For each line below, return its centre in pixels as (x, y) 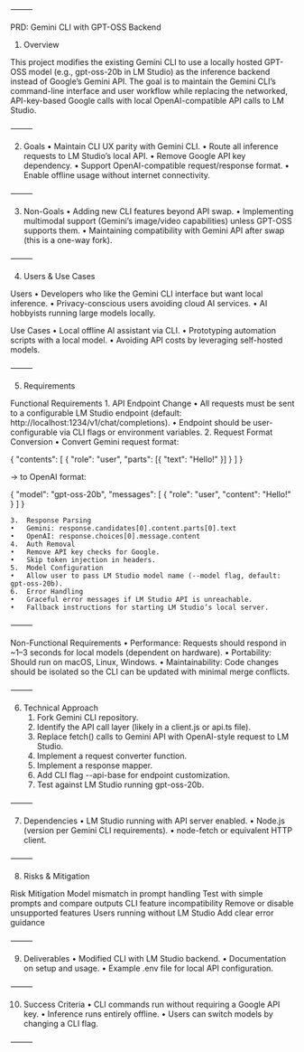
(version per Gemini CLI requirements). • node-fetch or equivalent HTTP (157, 830)
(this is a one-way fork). (68, 240)
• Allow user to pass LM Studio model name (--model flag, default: (146, 576)
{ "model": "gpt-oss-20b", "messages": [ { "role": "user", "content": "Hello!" (151, 494)
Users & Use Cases (59, 276)
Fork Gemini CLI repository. (88, 717)
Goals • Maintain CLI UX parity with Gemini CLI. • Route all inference (151, 146)
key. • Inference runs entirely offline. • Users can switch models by (148, 1014)
